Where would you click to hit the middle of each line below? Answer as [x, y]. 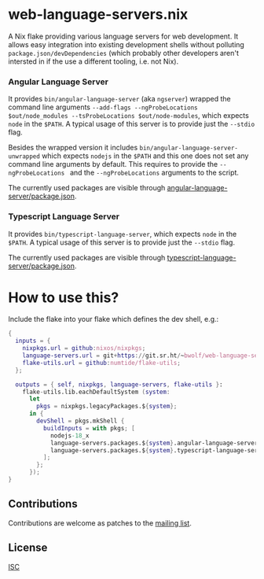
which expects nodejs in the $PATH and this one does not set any [145, 156]
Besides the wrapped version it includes [73, 148]
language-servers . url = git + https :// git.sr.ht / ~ [103, 356]
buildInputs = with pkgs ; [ [89, 428]
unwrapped [24, 157]
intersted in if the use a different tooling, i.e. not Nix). [93, 61]
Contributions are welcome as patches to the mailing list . [100, 523]
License [28, 548]
